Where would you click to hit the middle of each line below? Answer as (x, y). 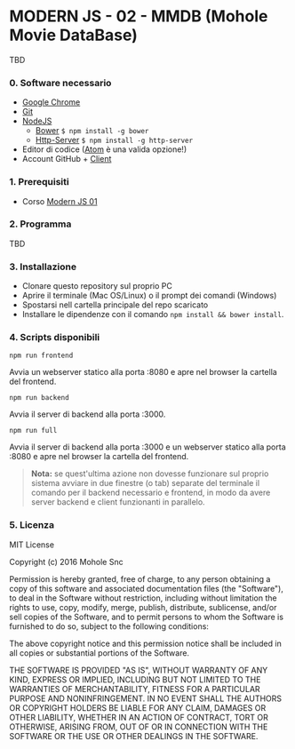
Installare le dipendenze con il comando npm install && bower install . (153, 315)
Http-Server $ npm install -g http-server (114, 140)
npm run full (33, 431)
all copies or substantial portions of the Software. (99, 653)
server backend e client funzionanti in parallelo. (118, 502)
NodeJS (37, 121)
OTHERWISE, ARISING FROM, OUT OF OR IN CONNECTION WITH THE (139, 727)
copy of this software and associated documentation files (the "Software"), (147, 588)
